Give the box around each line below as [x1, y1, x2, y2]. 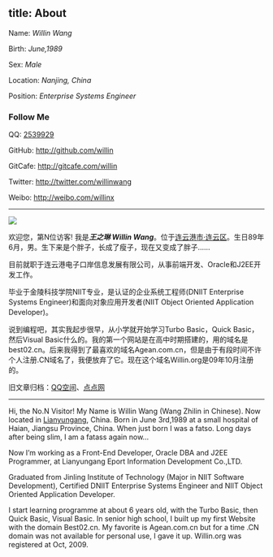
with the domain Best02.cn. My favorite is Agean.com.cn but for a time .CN [8, 523, 260, 533]
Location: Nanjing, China [8, 75, 92, 84]
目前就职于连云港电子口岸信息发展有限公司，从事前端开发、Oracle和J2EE [8, 260, 254, 270]
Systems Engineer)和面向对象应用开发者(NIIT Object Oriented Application [8, 297, 254, 307]
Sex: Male [8, 59, 42, 69]
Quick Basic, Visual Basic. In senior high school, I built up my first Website [8, 514, 256, 524]
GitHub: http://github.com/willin [8, 145, 114, 155]
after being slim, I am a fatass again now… [8, 432, 149, 442]
